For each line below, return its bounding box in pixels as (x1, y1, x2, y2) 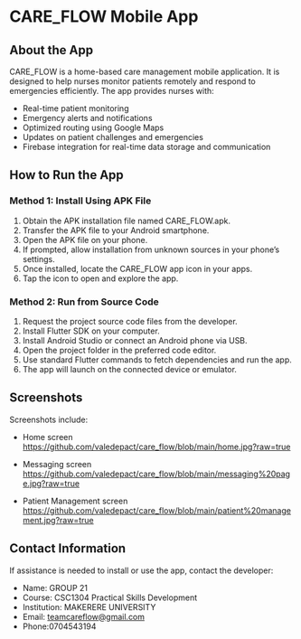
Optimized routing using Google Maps (22, 122, 165, 133)
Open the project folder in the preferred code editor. (22, 344, 217, 355)
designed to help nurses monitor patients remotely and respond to (9, 76, 256, 87)
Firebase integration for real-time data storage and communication (22, 142, 271, 152)
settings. (22, 253, 56, 264)
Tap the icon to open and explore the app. (22, 273, 179, 284)
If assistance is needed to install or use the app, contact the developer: (9, 565, 274, 576)
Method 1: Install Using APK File (9, 194, 152, 207)
